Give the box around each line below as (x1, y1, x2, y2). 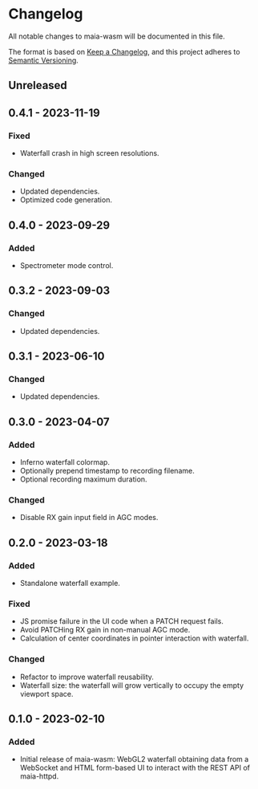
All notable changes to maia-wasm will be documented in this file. (8, 31, 226, 41)
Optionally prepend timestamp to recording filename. (19, 466, 195, 476)
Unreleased (8, 79, 68, 92)
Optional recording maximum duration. (19, 474, 147, 484)
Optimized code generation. (19, 195, 112, 205)
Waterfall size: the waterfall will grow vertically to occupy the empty (19, 680, 244, 690)
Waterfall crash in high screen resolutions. (19, 148, 159, 158)
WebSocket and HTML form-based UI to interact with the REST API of (19, 763, 251, 773)
